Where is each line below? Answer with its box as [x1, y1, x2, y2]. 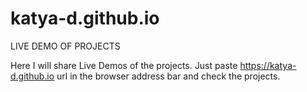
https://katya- [239, 59, 297, 71]
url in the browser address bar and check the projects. [56, 70, 281, 82]
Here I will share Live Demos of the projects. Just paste [10, 59, 238, 71]
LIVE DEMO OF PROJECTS [10, 40, 121, 52]
